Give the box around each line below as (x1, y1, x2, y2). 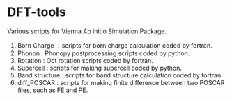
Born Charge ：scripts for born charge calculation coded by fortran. (17, 41, 212, 49)
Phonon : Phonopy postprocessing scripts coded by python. (17, 49, 190, 57)
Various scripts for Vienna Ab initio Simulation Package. (7, 27, 167, 35)
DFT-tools (7, 4, 66, 20)
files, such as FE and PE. (17, 86, 88, 94)
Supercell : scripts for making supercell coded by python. (17, 64, 183, 72)
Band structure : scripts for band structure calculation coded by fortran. (17, 71, 223, 80)
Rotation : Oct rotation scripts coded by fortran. (17, 56, 153, 64)
